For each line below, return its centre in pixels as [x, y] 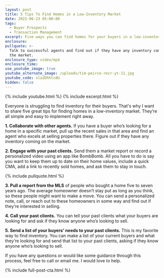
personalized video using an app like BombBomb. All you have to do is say [80, 156]
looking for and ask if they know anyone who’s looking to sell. [67, 221]
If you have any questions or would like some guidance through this [73, 255]
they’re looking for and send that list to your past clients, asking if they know [82, 241]
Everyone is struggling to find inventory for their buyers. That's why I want [80, 106]
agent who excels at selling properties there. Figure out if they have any [77, 136]
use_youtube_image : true [30, 69]
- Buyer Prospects [28, 28]
